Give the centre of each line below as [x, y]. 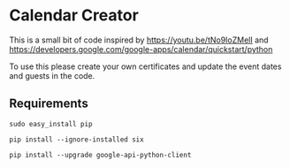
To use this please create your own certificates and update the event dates [145, 66]
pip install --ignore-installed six [76, 139]
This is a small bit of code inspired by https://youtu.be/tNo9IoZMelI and [139, 40]
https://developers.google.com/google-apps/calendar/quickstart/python [141, 49]
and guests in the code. [52, 75]
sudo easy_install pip [51, 124]
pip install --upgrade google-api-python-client [100, 155]
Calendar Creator [74, 15]
